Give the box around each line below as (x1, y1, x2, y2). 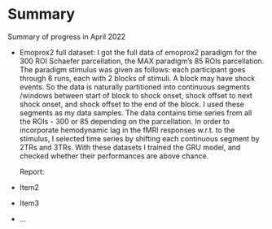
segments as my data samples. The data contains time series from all (19, 107, 252, 118)
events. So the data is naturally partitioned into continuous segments (19, 82, 250, 92)
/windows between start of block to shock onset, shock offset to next (19, 90, 253, 100)
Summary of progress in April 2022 (7, 32, 126, 41)
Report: (19, 166, 45, 176)
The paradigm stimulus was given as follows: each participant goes (19, 64, 246, 74)
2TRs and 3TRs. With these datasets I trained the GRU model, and (19, 142, 241, 152)
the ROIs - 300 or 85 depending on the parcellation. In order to (19, 116, 230, 126)
